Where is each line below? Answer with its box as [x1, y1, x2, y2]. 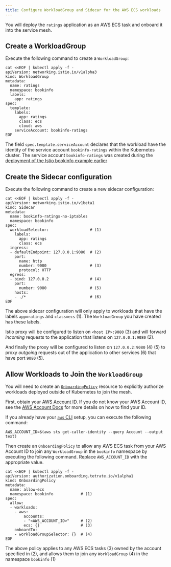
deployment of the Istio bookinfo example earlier [5, 158, 108, 164]
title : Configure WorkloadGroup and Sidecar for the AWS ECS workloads [5, 7, 161, 13]
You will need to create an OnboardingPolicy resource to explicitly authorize [5, 383, 164, 389]
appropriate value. [5, 459, 44, 466]
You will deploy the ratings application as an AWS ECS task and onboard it [5, 21, 163, 28]
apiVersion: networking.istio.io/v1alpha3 [5, 70, 97, 75]
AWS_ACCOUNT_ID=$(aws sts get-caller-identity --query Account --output [5, 429, 163, 435]
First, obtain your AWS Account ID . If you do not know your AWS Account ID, [5, 399, 166, 405]
